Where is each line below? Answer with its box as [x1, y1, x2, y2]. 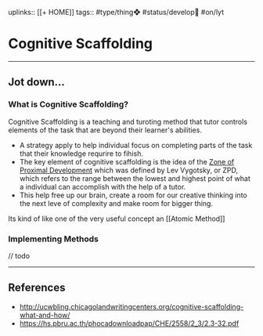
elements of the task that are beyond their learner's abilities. [8, 125, 202, 135]
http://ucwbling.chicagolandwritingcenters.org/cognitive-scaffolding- [19, 302, 244, 311]
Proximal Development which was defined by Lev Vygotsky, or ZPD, [19, 165, 239, 175]
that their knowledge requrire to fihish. [19, 149, 143, 158]
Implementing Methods [8, 233, 99, 244]
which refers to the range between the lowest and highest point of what [19, 173, 250, 183]
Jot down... [8, 75, 65, 89]
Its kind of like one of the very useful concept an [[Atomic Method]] [8, 214, 225, 223]
